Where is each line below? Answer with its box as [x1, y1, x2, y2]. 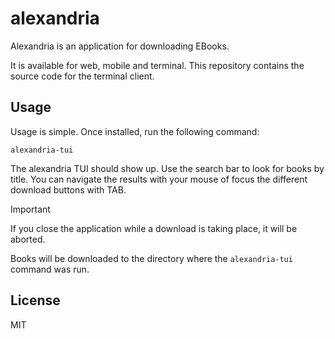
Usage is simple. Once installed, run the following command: [10, 125, 260, 137]
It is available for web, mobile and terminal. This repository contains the [10, 59, 305, 71]
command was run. [10, 263, 90, 275]
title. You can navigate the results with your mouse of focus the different [10, 173, 308, 185]
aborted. [10, 233, 46, 245]
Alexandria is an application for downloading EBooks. [10, 40, 230, 52]
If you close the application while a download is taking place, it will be [10, 222, 298, 234]
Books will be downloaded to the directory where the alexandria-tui [10, 252, 293, 264]
